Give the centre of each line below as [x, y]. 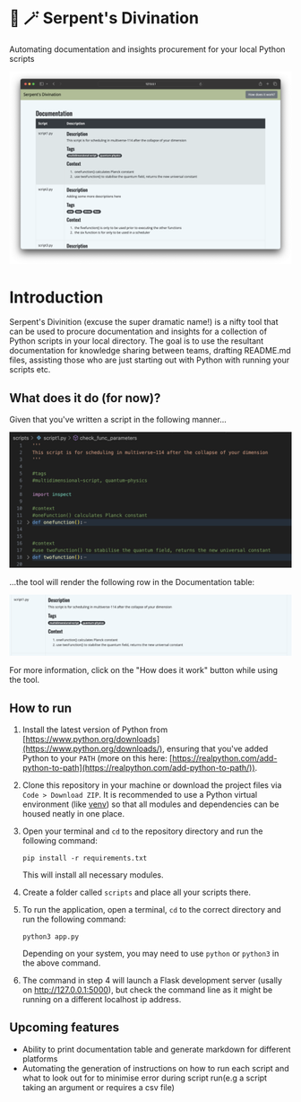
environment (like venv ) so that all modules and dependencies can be [150, 804]
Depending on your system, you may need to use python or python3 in [150, 953]
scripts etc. [30, 370]
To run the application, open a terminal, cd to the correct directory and [152, 909]
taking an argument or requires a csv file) [98, 1087]
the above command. [61, 963]
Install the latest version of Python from [95, 730]
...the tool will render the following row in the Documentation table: [132, 582]
